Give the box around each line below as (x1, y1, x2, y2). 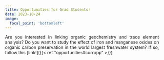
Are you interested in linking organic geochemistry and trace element (5, 34, 159, 40)
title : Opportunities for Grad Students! (5, 7, 91, 12)
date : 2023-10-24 (5, 12, 41, 17)
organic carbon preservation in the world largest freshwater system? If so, (5, 44, 159, 50)
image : (5, 16, 19, 21)
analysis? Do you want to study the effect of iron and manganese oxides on (5, 40, 159, 45)
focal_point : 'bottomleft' (9, 20, 64, 26)
